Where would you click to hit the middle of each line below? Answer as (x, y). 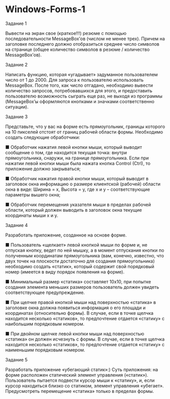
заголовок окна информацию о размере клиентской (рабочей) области (83, 184)
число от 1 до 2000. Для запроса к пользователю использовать (74, 80)
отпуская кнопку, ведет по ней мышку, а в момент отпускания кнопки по (85, 250)
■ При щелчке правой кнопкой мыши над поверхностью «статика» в (81, 302)
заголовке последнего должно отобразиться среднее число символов (82, 44)
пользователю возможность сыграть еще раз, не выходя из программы (84, 96)
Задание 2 (16, 64)
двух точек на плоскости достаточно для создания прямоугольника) (80, 261)
